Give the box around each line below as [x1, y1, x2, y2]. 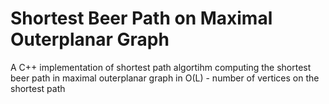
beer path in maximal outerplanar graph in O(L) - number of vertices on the [10, 72, 320, 84]
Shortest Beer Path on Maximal [10, 7, 273, 30]
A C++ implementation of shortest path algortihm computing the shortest [10, 61, 312, 73]
